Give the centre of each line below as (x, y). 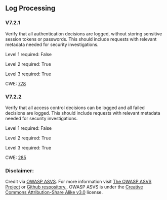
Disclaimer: (20, 170)
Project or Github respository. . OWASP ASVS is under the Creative (74, 187)
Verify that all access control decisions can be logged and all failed (75, 108)
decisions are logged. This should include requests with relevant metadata (83, 113)
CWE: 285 (16, 157)
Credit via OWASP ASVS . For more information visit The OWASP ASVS (78, 182)
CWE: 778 (16, 83)
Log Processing (30, 8)
